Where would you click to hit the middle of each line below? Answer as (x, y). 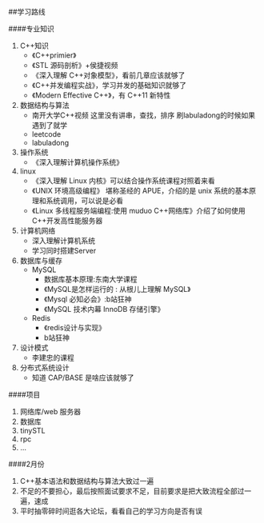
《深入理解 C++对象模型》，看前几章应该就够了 (108, 75)
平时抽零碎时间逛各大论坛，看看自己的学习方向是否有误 (111, 511)
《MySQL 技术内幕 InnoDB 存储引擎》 (104, 309)
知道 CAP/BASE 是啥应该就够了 (83, 377)
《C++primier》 (54, 55)
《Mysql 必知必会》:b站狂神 (88, 299)
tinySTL (32, 431)
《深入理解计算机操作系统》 (78, 162)
